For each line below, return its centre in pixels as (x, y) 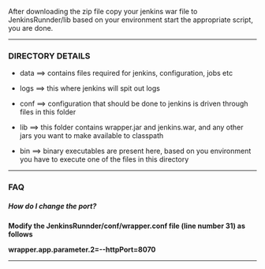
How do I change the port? (52, 206)
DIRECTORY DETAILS (49, 56)
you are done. (31, 28)
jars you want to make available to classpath (91, 136)
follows (21, 234)
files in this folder (48, 112)
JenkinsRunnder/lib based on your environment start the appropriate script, (131, 20)
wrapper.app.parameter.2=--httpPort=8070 (82, 250)
